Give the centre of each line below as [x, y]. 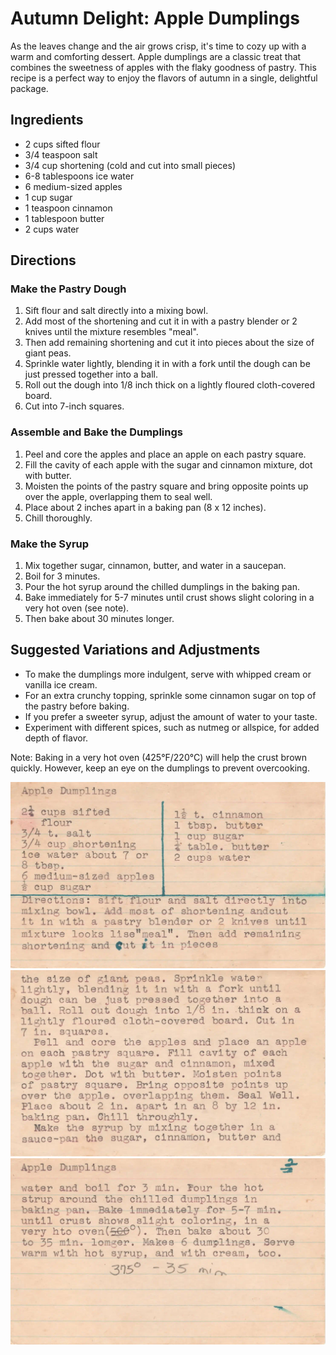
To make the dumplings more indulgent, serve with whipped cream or [168, 674]
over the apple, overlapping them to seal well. [118, 496]
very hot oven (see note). [77, 608]
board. [38, 396]
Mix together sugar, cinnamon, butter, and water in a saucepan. [155, 566]
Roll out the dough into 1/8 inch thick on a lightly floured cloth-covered [170, 385]
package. [29, 88]
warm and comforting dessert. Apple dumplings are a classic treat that [156, 56]
